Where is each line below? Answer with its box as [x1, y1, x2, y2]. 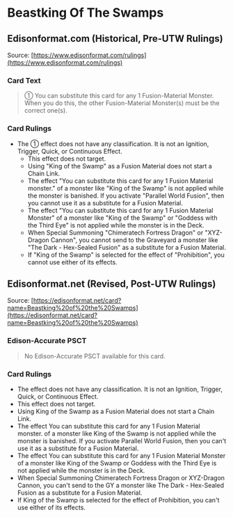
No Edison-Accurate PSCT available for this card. [24, 351, 166, 360]
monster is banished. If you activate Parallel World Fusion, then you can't [17, 437, 227, 445]
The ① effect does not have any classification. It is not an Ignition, [17, 139, 209, 148]
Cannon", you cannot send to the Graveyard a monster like [51, 235, 218, 244]
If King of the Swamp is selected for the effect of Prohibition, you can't [17, 496, 220, 504]
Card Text [7, 75, 41, 85]
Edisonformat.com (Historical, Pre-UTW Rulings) [7, 33, 224, 45]
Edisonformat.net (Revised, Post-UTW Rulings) [7, 278, 216, 289]
